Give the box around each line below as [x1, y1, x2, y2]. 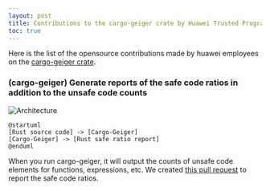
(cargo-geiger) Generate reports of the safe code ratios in [8, 77, 239, 88]
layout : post [8, 11, 52, 20]
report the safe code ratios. [8, 173, 99, 183]
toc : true [8, 26, 42, 35]
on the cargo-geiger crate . [8, 57, 96, 67]
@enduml [8, 142, 35, 150]
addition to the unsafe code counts [8, 87, 148, 99]
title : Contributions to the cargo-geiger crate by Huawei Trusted [8, 19, 239, 27]
